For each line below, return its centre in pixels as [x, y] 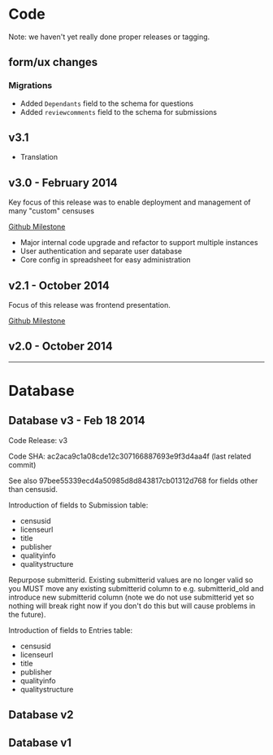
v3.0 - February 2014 [63, 183]
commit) [22, 464]
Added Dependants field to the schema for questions [106, 103]
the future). [27, 614]
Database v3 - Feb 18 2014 [77, 421]
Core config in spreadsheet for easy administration [105, 260]
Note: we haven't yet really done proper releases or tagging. [109, 37]
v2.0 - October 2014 [61, 347]
